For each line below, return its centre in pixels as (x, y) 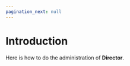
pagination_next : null (34, 12)
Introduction (37, 41)
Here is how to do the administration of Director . (65, 58)
